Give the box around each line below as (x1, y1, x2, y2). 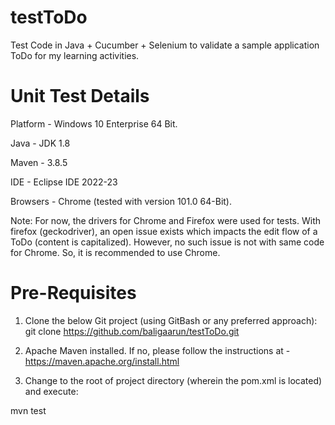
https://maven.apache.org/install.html (24, 355, 180, 367)
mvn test (10, 404, 47, 416)
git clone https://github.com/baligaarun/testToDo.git (24, 325, 240, 337)
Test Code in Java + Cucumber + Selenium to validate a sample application (10, 39, 320, 51)
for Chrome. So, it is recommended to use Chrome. (10, 246, 221, 258)
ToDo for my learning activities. (10, 49, 140, 61)
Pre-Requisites (10, 282, 137, 305)
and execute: (24, 385, 79, 397)
